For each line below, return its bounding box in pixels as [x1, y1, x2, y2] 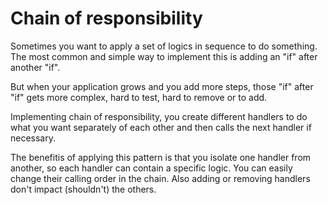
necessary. [10, 132, 57, 144]
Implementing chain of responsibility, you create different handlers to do [10, 110, 308, 122]
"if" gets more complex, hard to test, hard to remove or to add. [10, 91, 268, 103]
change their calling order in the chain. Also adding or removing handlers [10, 172, 311, 184]
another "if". [10, 61, 61, 73]
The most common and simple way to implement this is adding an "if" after [10, 50, 318, 62]
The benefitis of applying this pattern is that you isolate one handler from [10, 151, 312, 163]
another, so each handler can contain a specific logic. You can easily [10, 162, 293, 174]
